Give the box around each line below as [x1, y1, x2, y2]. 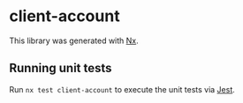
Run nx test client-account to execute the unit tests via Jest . [9, 84, 236, 94]
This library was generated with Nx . [9, 35, 139, 46]
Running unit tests [9, 61, 112, 76]
